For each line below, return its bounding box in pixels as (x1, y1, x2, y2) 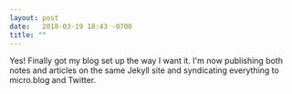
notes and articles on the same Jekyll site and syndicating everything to (9, 65, 280, 76)
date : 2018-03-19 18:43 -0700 (9, 22, 132, 31)
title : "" (9, 30, 47, 39)
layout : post (9, 13, 59, 23)
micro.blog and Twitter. (9, 75, 97, 86)
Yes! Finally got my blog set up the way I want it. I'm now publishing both (9, 56, 283, 67)
